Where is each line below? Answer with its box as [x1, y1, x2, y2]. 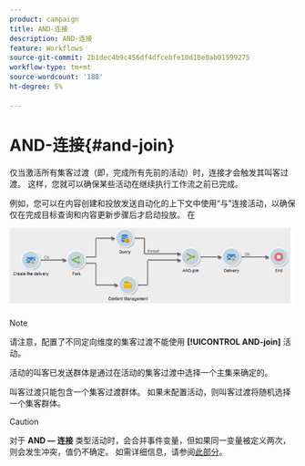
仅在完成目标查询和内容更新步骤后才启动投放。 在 [9, 209, 196, 220]
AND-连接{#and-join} [9, 135, 176, 155]
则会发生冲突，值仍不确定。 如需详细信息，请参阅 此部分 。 [9, 447, 228, 458]
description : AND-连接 [9, 34, 93, 43]
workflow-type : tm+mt [9, 63, 92, 72]
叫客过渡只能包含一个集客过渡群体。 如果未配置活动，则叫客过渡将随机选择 [9, 387, 291, 398]
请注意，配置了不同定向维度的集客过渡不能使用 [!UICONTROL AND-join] [9, 337, 281, 347]
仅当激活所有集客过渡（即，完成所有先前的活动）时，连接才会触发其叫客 [9, 167, 280, 178]
